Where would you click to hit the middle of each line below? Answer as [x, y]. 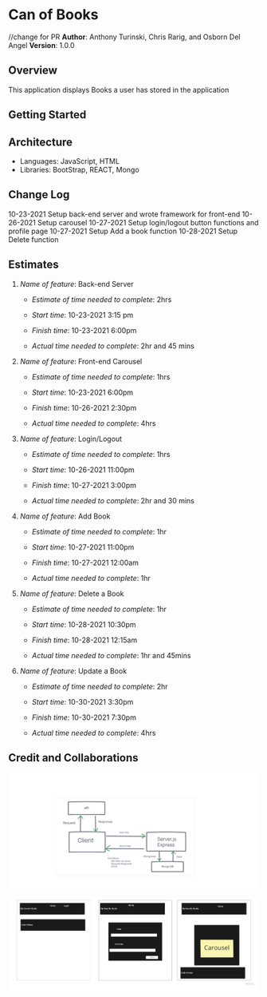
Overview [33, 71]
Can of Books [53, 15]
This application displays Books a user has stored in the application [119, 89]
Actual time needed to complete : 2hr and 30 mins [113, 500]
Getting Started [47, 115]
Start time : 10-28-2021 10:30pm [84, 624]
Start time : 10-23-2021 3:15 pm [82, 315]
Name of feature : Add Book [65, 516]
